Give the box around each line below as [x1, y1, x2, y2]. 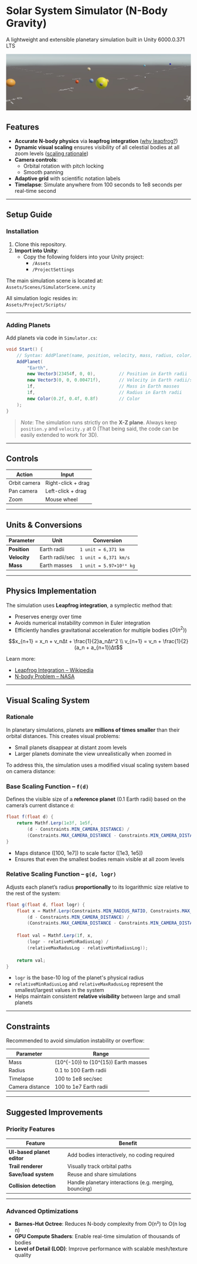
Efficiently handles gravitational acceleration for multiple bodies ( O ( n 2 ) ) [14, 626, 187, 634]
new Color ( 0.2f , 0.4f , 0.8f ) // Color [27, 396, 141, 402]
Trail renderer [8, 1163, 43, 1170]
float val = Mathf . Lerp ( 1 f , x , [16, 933, 93, 939]
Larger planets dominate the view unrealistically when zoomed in [14, 750, 172, 757]
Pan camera [8, 488, 38, 495]
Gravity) [6, 16, 47, 30]
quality [14, 1252, 32, 1259]
